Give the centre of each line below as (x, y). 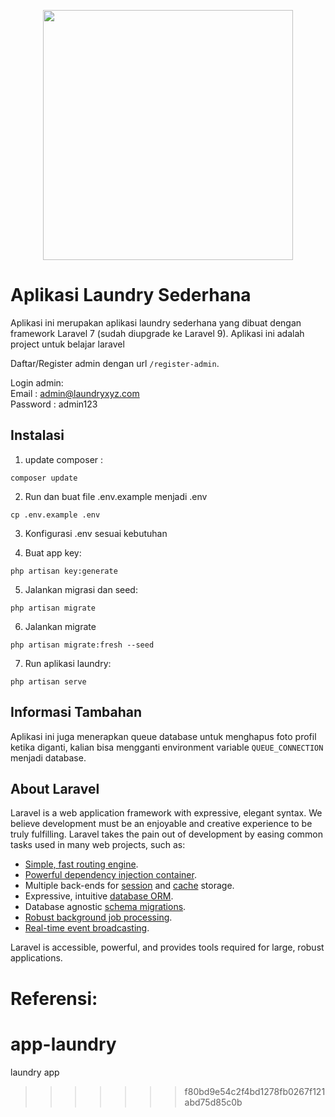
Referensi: (54, 998)
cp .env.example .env (55, 515)
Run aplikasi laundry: (68, 663)
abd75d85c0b (213, 1102)
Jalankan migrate (60, 626)
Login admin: (37, 382)
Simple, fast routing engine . (81, 864)
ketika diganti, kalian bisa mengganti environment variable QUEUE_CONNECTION (167, 747)
